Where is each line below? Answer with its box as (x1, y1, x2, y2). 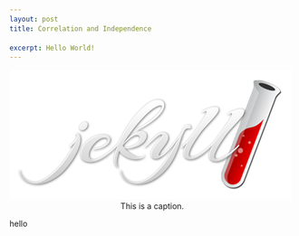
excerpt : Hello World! (9, 43, 95, 52)
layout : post (9, 14, 59, 24)
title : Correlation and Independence (9, 24, 152, 33)
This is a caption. (121, 201, 184, 212)
